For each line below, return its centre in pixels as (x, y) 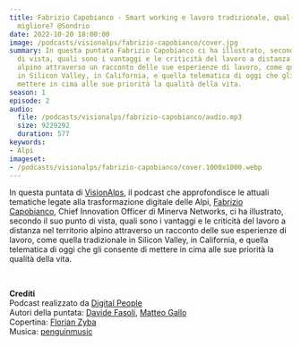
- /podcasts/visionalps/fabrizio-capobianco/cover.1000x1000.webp (136, 167)
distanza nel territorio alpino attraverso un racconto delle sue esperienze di (148, 231)
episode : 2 (30, 101)
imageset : (28, 159)
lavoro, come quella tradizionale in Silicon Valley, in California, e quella (139, 240)
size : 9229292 (43, 126)
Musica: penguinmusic (51, 332)
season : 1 (28, 92)
